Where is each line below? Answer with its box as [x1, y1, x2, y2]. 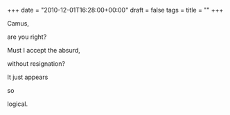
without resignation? [7, 60, 66, 68]
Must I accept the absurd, [7, 46, 81, 54]
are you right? [7, 33, 47, 41]
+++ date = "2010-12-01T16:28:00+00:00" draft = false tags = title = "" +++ [7, 6, 224, 14]
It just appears [7, 73, 48, 81]
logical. [7, 100, 28, 108]
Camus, [7, 19, 30, 27]
